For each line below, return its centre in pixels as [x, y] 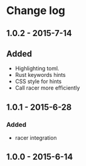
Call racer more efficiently [47, 88]
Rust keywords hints [40, 75]
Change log [36, 11]
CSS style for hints [38, 81]
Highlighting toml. [37, 68]
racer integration [36, 138]
